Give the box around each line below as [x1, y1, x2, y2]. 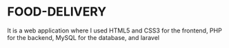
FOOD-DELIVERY [7, 4, 107, 20]
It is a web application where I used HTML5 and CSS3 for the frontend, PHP [7, 26, 222, 34]
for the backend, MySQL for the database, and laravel [7, 33, 160, 41]
